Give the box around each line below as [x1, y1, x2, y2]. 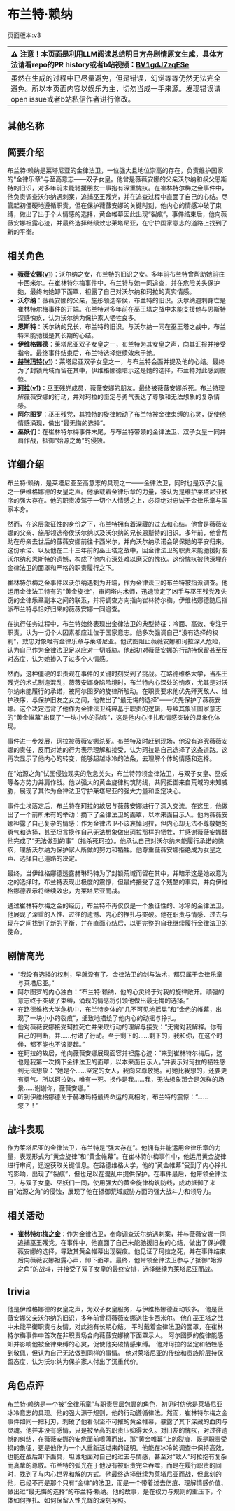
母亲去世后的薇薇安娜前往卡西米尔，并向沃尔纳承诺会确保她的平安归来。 [19, 537, 228, 545]
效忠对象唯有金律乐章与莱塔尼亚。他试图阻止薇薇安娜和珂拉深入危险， [22, 636, 225, 645]
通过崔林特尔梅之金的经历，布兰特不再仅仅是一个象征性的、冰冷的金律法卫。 [7, 901, 228, 910]
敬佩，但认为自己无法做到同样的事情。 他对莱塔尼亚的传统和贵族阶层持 [13, 1349, 218, 1357]
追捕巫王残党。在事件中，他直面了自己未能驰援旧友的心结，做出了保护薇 [17, 1239, 226, 1247]
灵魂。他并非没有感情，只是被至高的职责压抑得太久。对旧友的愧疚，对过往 [7, 1426, 222, 1434]
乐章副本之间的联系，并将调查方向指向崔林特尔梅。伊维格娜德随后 [31, 596, 222, 604]
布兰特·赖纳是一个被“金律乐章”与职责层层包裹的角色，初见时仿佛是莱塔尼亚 [7, 1400, 223, 1408]
